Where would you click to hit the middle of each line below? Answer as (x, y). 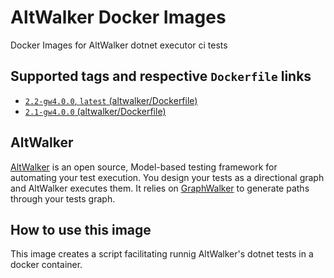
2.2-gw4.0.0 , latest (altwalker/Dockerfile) (111, 100)
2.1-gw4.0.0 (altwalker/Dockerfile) (95, 111)
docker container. (46, 265)
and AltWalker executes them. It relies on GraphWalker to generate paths (160, 188)
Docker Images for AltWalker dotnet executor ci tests (119, 45)
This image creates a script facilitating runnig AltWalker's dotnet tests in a (162, 254)
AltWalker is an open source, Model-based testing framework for (144, 167)
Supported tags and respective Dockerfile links (161, 76)
